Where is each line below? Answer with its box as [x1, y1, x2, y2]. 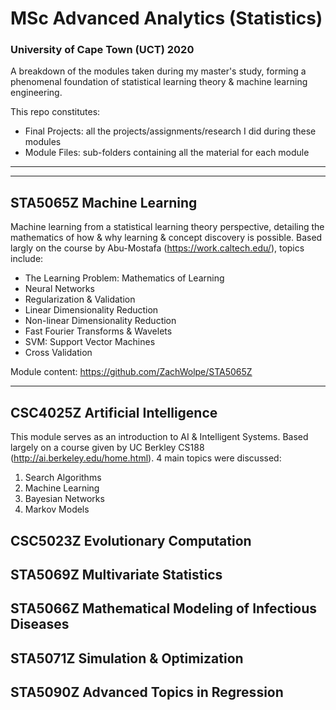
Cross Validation [24, 347, 93, 359]
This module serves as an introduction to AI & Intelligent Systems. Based [10, 431, 309, 443]
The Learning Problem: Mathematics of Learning [24, 272, 225, 284]
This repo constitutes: [10, 106, 101, 118]
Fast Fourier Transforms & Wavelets [24, 325, 173, 337]
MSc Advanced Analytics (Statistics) [10, 7, 323, 30]
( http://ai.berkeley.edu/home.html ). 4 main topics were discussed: [10, 452, 282, 464]
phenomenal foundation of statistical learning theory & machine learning [10, 76, 308, 88]
